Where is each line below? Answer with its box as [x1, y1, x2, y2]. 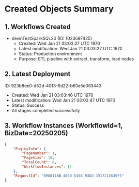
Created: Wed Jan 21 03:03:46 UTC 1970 [11, 92, 93, 98]
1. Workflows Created [4, 23, 71, 31]
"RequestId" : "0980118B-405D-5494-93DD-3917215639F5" [13, 173, 124, 178]
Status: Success [11, 102, 44, 108]
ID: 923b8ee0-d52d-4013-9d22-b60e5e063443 [4, 83, 102, 88]
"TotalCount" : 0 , [22, 160, 57, 165]
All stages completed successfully [11, 107, 80, 113]
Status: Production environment [18, 51, 82, 57]
